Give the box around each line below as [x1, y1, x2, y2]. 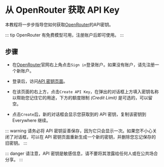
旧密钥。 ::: [5, 140, 28, 146]
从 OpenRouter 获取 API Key [5, 4, 120, 16]
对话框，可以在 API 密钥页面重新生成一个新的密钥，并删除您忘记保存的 [13, 134, 156, 140]
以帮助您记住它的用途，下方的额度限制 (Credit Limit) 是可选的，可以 [12, 95, 148, 100]
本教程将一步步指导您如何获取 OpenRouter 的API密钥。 [5, 22, 114, 27]
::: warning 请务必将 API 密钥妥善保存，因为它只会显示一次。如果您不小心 [5, 128, 153, 134]
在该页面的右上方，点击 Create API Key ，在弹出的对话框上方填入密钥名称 [12, 89, 159, 95]
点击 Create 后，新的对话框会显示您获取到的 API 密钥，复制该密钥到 [12, 111, 146, 117]
